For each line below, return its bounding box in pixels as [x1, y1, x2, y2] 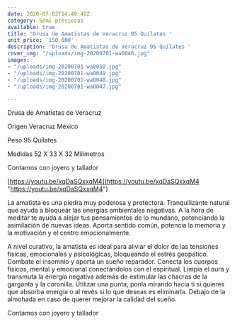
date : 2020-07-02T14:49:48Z [7, 10, 91, 18]
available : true [7, 23, 55, 30]
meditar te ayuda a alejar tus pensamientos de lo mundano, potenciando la [7, 213, 225, 222]
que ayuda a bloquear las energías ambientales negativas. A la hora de [7, 206, 214, 215]
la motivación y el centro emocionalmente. [7, 228, 131, 238]
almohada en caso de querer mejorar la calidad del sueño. [7, 295, 177, 303]
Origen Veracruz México [7, 122, 79, 131]
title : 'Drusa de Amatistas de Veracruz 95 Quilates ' [7, 30, 173, 38]
